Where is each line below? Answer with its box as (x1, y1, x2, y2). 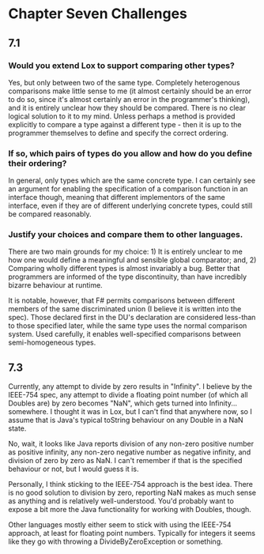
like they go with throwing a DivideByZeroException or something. (8, 537, 223, 546)
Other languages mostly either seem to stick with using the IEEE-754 (8, 520, 232, 530)
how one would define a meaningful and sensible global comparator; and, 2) (8, 255, 257, 265)
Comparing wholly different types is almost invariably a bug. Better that (8, 264, 240, 273)
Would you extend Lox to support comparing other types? (8, 60, 235, 71)
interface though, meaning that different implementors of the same (8, 193, 225, 202)
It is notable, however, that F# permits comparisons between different (8, 296, 236, 305)
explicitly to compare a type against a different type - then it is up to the (8, 119, 242, 129)
